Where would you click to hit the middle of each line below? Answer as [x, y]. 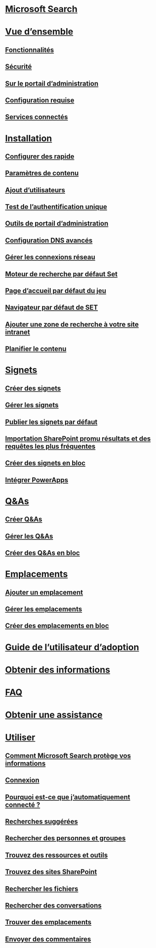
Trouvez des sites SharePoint [51, 872]
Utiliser [20, 738]
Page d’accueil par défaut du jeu [56, 291]
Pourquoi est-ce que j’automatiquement [68, 797]
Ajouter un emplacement [44, 592]
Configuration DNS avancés [49, 240]
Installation [29, 138]
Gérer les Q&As [29, 536]
